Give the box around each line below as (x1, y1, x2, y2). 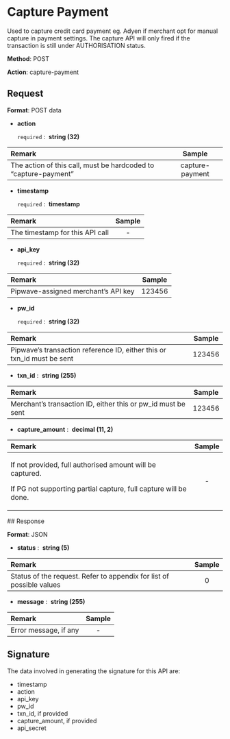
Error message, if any (10, 625, 79, 635)
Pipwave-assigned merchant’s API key (10, 286, 135, 295)
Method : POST (7, 54, 50, 62)
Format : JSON (7, 530, 48, 538)
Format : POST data (7, 106, 62, 114)
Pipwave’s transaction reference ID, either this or (10, 345, 166, 354)
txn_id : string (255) (16, 371, 77, 379)
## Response (7, 517, 44, 525)
